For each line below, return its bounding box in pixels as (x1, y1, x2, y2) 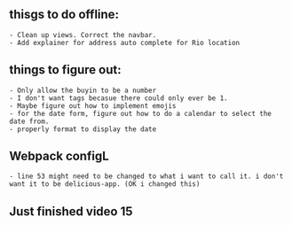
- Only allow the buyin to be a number (9, 86, 157, 95)
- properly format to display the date (9, 124, 157, 134)
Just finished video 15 (9, 204, 133, 219)
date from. (9, 117, 50, 126)
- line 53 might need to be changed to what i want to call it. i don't (9, 172, 284, 181)
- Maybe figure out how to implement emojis (9, 101, 177, 110)
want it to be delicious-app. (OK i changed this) (9, 180, 201, 189)
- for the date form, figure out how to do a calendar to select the (9, 109, 272, 118)
